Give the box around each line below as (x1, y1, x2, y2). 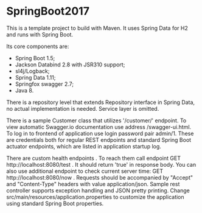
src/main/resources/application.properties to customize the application (6, 193, 184, 200)
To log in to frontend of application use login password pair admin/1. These (6, 130, 194, 137)
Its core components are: (6, 43, 69, 50)
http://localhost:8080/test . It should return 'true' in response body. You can (6, 161, 197, 168)
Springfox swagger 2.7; (15, 80, 74, 88)
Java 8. (15, 86, 34, 94)
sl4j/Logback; (15, 67, 50, 74)
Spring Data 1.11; (15, 74, 56, 81)
